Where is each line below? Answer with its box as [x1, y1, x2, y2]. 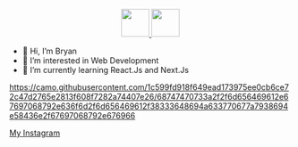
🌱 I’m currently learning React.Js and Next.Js [21, 65, 190, 75]
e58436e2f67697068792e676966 [9, 110, 136, 120]
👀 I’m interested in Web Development [21, 55, 159, 66]
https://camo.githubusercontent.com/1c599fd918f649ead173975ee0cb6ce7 [9, 82, 289, 93]
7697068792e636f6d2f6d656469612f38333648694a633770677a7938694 [9, 101, 289, 111]
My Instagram [9, 127, 61, 138]
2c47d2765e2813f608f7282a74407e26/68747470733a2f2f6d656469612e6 [9, 92, 289, 102]
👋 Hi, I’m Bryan [21, 45, 78, 56]
